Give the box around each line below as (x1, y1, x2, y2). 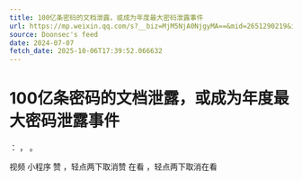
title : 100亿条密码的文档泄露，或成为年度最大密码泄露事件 (9, 13, 204, 22)
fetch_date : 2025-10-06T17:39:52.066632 (9, 47, 164, 56)
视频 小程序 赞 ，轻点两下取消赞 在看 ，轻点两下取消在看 (9, 161, 218, 172)
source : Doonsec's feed (9, 30, 99, 39)
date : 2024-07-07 (9, 38, 75, 48)
